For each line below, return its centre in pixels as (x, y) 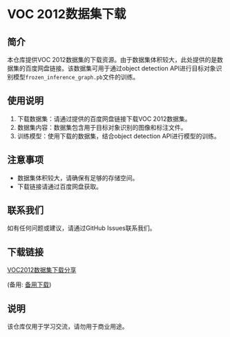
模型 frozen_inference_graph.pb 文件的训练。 (76, 77)
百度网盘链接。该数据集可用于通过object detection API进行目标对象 (121, 68)
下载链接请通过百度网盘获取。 (59, 186)
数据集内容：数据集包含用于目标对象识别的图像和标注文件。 (102, 127)
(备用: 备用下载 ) (29, 285)
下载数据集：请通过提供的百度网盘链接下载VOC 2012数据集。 (104, 119)
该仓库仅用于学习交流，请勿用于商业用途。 (68, 327)
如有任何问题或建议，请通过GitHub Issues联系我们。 (82, 228)
